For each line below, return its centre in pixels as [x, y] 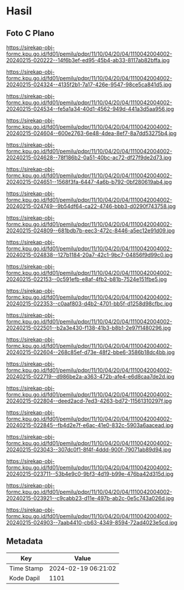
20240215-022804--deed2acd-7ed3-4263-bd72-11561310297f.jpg [89, 401]
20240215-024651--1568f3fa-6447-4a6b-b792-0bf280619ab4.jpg [89, 182]
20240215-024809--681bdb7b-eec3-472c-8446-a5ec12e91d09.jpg [91, 231]
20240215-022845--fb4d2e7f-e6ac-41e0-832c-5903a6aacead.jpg [90, 425]
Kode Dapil [25, 578]
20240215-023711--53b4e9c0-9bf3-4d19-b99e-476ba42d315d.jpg [90, 474]
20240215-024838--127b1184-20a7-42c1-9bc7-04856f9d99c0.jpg [89, 255]
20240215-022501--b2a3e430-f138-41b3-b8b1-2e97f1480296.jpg [89, 328]
